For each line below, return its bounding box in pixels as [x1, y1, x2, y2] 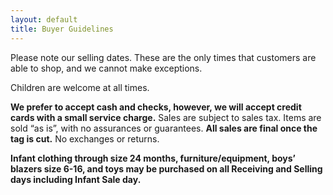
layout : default [10, 14, 78, 25]
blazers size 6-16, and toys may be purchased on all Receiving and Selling [10, 162, 323, 175]
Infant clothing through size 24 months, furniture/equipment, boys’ [10, 152, 296, 164]
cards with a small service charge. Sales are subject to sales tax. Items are [10, 111, 322, 123]
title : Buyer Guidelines [10, 24, 114, 34]
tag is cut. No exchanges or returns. [10, 132, 160, 145]
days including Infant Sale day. [10, 173, 142, 185]
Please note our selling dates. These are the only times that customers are [10, 51, 317, 63]
